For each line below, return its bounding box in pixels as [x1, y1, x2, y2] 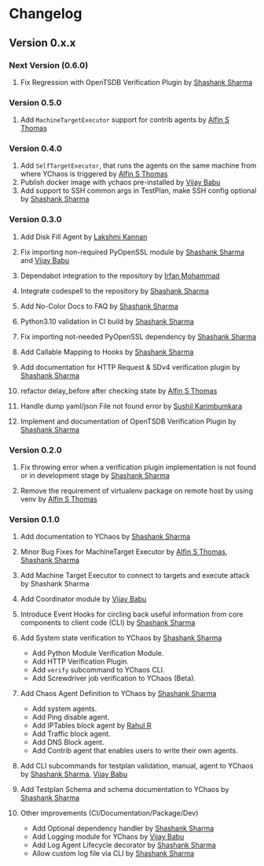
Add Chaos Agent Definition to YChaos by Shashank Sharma [20, 689, 217, 698]
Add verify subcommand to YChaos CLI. [31, 665, 165, 675]
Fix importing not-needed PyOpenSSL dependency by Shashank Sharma [20, 331, 257, 341]
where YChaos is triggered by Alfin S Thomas [20, 169, 168, 179]
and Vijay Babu [20, 255, 70, 265]
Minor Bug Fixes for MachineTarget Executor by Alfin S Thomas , [20, 547, 228, 557]
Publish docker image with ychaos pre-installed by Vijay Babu [20, 178, 221, 187]
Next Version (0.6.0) [9, 60, 89, 71]
